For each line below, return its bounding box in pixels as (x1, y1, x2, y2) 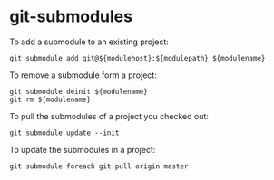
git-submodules (9, 6, 133, 27)
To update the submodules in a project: (9, 144, 156, 155)
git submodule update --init (9, 128, 120, 137)
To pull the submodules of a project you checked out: (9, 110, 209, 121)
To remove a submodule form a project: (9, 70, 157, 81)
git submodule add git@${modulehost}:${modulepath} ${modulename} (9, 53, 266, 62)
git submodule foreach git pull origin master (9, 161, 189, 171)
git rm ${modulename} (9, 95, 92, 104)
